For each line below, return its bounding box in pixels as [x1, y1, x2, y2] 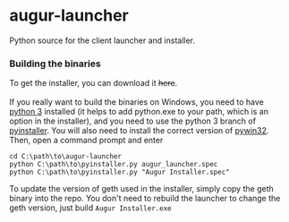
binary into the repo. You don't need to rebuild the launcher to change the [9, 193, 281, 204]
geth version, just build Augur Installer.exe [9, 202, 172, 213]
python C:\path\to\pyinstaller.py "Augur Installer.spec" [9, 167, 230, 177]
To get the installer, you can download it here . [9, 78, 178, 89]
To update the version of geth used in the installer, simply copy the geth [9, 184, 275, 194]
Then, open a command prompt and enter [9, 135, 164, 146]
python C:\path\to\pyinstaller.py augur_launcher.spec [9, 160, 218, 169]
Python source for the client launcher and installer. [9, 35, 195, 46]
